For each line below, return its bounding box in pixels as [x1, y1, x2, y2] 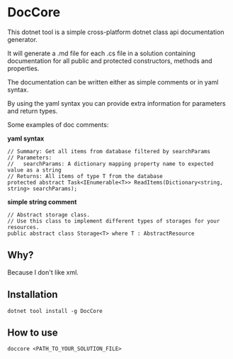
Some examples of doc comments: [7, 120, 109, 128]
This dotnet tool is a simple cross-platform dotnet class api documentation [7, 28, 225, 36]
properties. [7, 64, 40, 72]
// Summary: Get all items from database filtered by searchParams [7, 148, 211, 155]
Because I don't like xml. [7, 267, 79, 277]
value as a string [7, 166, 62, 174]
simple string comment [7, 197, 77, 206]
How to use [7, 326, 58, 338]
